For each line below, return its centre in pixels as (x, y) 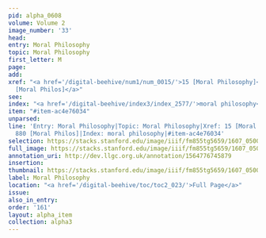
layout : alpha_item (40, 215)
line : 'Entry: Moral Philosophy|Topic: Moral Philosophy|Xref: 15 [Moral (133, 126)
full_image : (28, 148)
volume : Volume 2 (37, 23)
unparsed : (25, 119)
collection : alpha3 (40, 222)
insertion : (26, 163)
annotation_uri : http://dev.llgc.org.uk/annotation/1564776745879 (120, 155)
